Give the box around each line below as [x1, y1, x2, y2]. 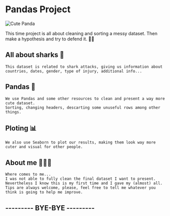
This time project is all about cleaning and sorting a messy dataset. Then [5, 30, 158, 36]
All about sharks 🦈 [5, 51, 65, 59]
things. [5, 109, 22, 114]
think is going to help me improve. [5, 190, 83, 195]
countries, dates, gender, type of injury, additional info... [5, 68, 143, 74]
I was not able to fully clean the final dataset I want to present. [5, 176, 156, 182]
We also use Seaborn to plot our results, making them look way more [5, 140, 156, 145]
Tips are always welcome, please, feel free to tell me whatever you [5, 185, 156, 190]
